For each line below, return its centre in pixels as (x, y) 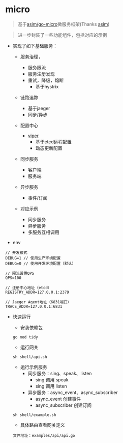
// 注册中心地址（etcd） (28, 288)
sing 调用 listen (51, 386)
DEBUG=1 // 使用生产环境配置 (33, 258)
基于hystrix (47, 86)
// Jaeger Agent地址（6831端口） (38, 302)
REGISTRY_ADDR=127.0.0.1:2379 (37, 292)
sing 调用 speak (52, 380)
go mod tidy (25, 337)
